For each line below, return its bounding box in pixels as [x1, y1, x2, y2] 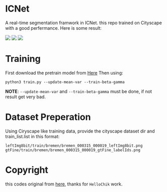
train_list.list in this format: [5, 133, 60, 139]
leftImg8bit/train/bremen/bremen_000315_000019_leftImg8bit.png [5, 143, 143, 148]
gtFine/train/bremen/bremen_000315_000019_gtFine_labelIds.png [5, 147, 141, 153]
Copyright [5, 164, 49, 175]
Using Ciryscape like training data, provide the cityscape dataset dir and [5, 128, 155, 134]
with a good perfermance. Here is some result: [5, 25, 102, 31]
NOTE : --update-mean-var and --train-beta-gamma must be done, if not [5, 88, 152, 94]
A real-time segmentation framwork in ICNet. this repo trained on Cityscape [5, 20, 162, 26]
